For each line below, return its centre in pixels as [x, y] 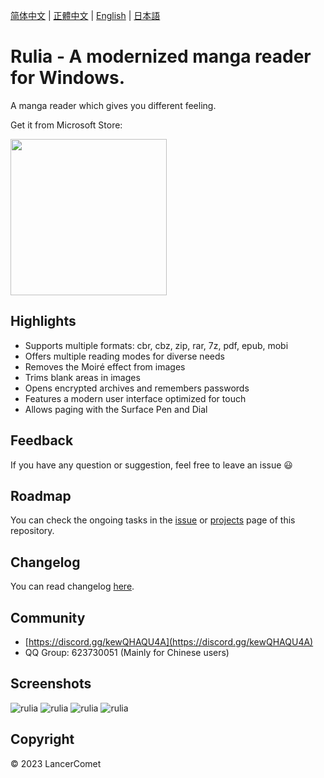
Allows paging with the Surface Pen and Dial [116, 409]
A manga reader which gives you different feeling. [113, 105]
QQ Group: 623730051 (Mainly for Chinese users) [127, 652]
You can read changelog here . [72, 586]
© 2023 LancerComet [56, 763]
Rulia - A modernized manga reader [161, 56]
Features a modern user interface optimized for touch [135, 398]
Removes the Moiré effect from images [105, 366]
